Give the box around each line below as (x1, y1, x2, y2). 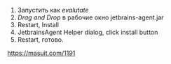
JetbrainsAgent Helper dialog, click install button (17, 28, 158, 36)
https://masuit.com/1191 (7, 49, 76, 57)
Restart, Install (17, 21, 60, 29)
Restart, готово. (17, 35, 64, 44)
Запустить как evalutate (17, 6, 89, 14)
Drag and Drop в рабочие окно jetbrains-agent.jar (17, 13, 164, 22)
